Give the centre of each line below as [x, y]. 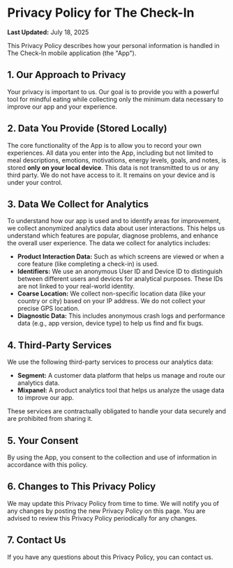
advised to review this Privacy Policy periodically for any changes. [102, 518]
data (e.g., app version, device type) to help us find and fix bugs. [110, 323]
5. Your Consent [43, 440]
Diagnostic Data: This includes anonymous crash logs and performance [121, 316]
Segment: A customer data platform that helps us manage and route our [121, 376]
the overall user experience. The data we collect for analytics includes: [109, 243]
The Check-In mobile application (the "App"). [72, 53]
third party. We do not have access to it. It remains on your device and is [111, 175]
